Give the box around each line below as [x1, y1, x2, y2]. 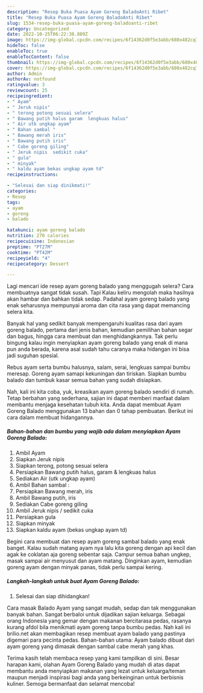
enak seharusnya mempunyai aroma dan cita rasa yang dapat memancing [7, 302, 190, 309]
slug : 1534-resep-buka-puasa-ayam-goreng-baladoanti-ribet [7, 20, 158, 26]
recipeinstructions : [7, 171, 59, 178]
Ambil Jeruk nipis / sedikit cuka [15, 507, 94, 514]
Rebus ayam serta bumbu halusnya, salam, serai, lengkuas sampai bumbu [7, 363, 190, 371]
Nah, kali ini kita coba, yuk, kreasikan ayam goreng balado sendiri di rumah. [7, 388, 195, 395]
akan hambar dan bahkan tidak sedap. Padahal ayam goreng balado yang [7, 295, 190, 302]
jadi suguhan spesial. [7, 352, 60, 359]
